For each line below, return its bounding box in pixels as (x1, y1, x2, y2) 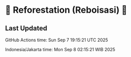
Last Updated (5, 24, 47, 32)
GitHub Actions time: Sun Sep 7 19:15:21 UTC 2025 (5, 37, 108, 43)
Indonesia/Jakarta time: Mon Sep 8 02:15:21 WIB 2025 (5, 47, 115, 52)
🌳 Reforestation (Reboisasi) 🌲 (5, 4, 128, 16)
